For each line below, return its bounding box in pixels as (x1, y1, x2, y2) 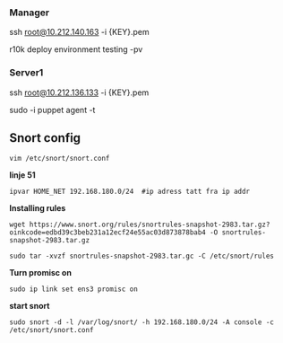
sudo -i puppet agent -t (9, 104, 96, 115)
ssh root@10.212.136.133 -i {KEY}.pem (9, 87, 150, 98)
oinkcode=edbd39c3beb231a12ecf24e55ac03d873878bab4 (9, 228, 206, 237)
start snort (9, 301, 50, 312)
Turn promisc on (9, 268, 72, 278)
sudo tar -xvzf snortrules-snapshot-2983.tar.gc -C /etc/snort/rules (9, 251, 275, 261)
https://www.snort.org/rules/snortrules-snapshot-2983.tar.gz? (29, 220, 270, 230)
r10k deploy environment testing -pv (9, 44, 143, 55)
